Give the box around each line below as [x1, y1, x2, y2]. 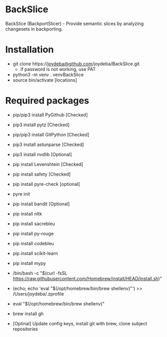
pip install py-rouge [12, 230, 54, 236]
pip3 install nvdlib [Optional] [12, 151, 73, 157]
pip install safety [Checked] [12, 171, 71, 177]
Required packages [5, 95, 89, 107]
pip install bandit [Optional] [12, 201, 70, 207]
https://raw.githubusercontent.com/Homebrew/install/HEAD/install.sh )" [12, 275, 162, 281]
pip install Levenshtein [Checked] [12, 161, 83, 167]
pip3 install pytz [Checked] [12, 122, 70, 128]
